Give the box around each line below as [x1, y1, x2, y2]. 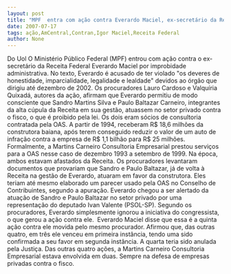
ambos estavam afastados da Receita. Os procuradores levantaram [7, 157, 198, 165]
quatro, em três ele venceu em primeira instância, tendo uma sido [7, 230, 193, 238]
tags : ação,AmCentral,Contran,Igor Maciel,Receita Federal [7, 29, 180, 36]
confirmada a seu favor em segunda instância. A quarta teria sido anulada [7, 238, 217, 246]
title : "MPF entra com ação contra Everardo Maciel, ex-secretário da [7, 17, 217, 23]
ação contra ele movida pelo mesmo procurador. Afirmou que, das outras [7, 223, 215, 231]
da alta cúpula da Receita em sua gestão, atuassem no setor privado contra [7, 106, 221, 114]
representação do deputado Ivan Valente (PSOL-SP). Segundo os [7, 201, 192, 209]
